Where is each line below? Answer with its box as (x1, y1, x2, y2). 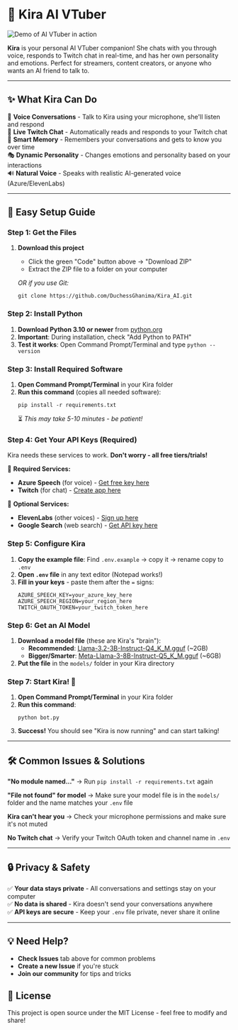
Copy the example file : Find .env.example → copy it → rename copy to (17, 555, 224, 563)
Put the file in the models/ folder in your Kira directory (17, 658, 175, 667)
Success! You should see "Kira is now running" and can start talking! (17, 727, 220, 735)
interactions (7, 161, 42, 169)
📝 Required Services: (7, 465, 71, 473)
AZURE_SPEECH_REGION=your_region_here (17, 597, 132, 605)
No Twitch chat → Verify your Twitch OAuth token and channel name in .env (7, 834, 230, 842)
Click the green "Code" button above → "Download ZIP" (28, 257, 193, 266)
